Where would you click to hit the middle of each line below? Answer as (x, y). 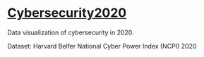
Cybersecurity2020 (67, 13)
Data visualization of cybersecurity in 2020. (71, 32)
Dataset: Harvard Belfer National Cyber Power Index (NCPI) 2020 (102, 46)
